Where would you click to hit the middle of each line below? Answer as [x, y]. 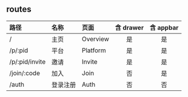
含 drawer [129, 27]
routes [19, 9]
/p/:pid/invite [28, 61]
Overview [95, 39]
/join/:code [25, 73]
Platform [94, 50]
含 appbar [164, 27]
